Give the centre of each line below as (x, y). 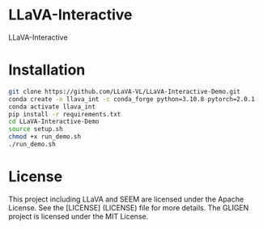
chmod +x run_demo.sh (45, 137)
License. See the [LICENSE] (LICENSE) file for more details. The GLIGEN (129, 207)
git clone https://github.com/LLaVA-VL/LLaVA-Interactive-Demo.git (125, 91)
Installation (47, 70)
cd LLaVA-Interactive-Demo (54, 122)
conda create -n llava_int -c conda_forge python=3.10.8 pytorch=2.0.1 (131, 99)
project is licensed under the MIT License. (78, 216)
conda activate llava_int (52, 107)
